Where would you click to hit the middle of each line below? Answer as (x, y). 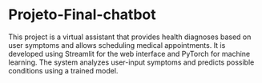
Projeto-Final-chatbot (82, 15)
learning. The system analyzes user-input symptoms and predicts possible (131, 62)
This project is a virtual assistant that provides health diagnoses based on (130, 37)
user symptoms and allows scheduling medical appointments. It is (117, 45)
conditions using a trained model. (63, 70)
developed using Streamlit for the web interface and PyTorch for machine (129, 53)
